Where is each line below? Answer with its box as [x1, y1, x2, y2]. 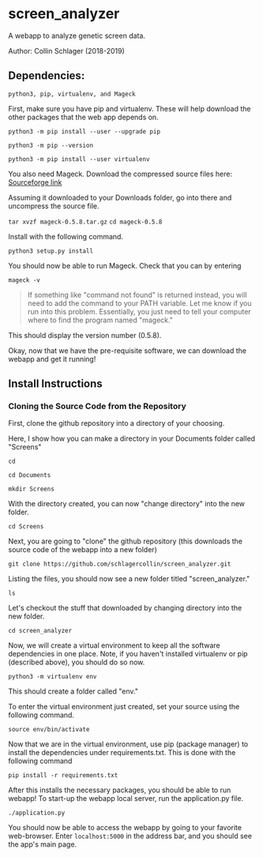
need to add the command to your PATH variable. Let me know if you [27, 298, 252, 308]
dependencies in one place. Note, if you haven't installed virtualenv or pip [8, 649, 248, 659]
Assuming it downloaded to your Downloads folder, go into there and [8, 193, 232, 202]
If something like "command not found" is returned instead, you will [27, 290, 247, 299]
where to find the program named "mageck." [27, 315, 174, 325]
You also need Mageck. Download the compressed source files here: [8, 169, 233, 179]
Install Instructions [8, 377, 103, 391]
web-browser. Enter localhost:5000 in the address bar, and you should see [8, 831, 253, 841]
